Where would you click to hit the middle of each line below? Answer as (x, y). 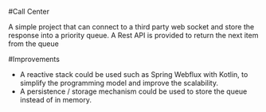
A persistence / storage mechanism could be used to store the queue (133, 91)
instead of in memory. (55, 100)
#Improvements (34, 59)
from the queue (34, 44)
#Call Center (29, 12)
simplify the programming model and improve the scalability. (119, 83)
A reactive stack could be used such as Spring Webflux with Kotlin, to (134, 74)
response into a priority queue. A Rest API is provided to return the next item (133, 35)
